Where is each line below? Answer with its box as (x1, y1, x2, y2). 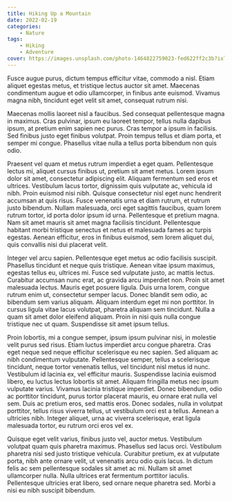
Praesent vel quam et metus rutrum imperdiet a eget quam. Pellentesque (7, 160, 214, 168)
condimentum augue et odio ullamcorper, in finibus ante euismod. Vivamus (7, 88, 220, 97)
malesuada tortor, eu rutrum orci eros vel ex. (7, 421, 133, 429)
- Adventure (19, 49, 54, 56)
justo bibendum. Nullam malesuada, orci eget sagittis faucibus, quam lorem (7, 203, 222, 211)
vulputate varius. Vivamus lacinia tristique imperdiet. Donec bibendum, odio (7, 384, 222, 393)
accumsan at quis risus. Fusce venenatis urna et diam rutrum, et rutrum (7, 196, 211, 205)
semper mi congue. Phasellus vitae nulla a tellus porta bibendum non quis (7, 139, 217, 147)
